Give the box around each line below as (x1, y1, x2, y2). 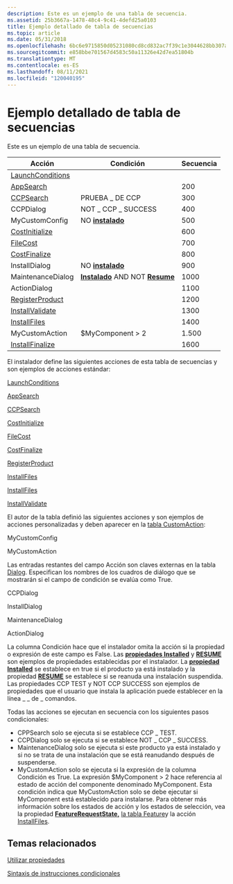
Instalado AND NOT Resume (80, 272, 175, 282)
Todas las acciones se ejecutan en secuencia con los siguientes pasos (7, 708, 209, 716)
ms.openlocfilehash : (7, 42, 67, 49)
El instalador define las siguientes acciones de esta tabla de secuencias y (7, 358, 218, 366)
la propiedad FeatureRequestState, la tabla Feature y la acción (17, 810, 196, 818)
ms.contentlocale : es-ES (7, 62, 79, 69)
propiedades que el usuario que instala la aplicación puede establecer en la (7, 687, 223, 695)
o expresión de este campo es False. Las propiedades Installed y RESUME (7, 650, 222, 658)
